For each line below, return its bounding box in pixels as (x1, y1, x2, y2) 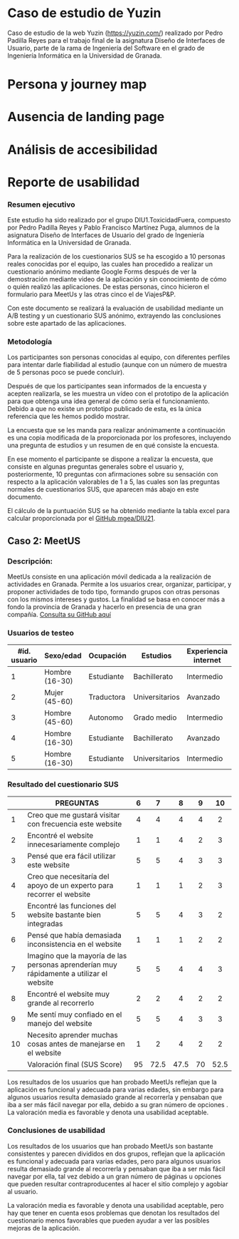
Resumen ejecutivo (7, 199, 76, 209)
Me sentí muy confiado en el (27, 1010, 122, 1020)
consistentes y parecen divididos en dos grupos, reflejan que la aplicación (7, 1149, 225, 1158)
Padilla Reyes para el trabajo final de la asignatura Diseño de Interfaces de (7, 36, 225, 44)
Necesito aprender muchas (27, 1030, 119, 1040)
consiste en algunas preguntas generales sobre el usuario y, (7, 462, 184, 471)
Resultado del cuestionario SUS (7, 779, 119, 789)
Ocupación (88, 650, 127, 660)
